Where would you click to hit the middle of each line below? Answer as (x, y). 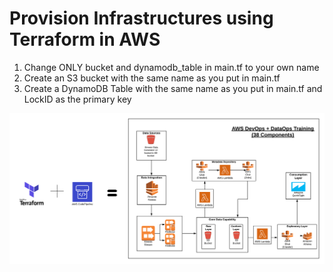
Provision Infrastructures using (141, 18)
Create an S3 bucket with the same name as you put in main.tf (152, 78)
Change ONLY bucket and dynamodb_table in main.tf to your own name (171, 67)
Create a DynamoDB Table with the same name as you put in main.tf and (173, 88)
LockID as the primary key (77, 99)
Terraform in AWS (85, 39)
